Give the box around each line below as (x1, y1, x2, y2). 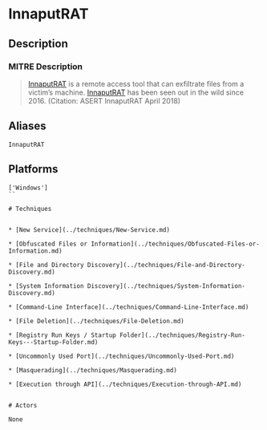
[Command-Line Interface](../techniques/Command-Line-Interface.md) (15, 302, 249, 311)
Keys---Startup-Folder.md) (8, 338, 99, 346)
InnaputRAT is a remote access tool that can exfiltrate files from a (27, 79, 245, 88)
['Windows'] (8, 184, 48, 192)
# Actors (8, 401, 38, 409)
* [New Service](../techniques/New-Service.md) (8, 225, 171, 233)
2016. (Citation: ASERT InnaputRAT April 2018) (27, 95, 181, 105)
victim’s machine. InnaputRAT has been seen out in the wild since (27, 87, 245, 97)
